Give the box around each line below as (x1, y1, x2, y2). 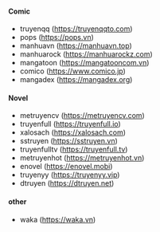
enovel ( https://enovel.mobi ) (19, 162, 113, 171)
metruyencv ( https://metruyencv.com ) (19, 111, 145, 120)
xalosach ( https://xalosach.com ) (19, 128, 126, 137)
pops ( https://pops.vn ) (19, 33, 94, 42)
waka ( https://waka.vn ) (19, 214, 96, 224)
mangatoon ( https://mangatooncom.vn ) (19, 58, 150, 68)
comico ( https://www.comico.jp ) (19, 66, 126, 76)
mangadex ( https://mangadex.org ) (19, 75, 133, 85)
